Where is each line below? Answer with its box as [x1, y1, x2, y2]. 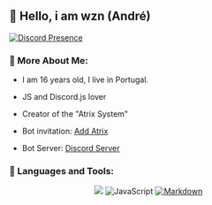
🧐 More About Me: [9, 54, 88, 66]
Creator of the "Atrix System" [21, 109, 129, 119]
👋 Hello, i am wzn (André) [9, 9, 151, 24]
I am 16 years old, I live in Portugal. [21, 74, 148, 85]
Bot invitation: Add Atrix [21, 125, 109, 137]
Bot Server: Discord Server [21, 143, 121, 154]
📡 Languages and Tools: [9, 165, 115, 178]
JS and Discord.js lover [21, 92, 107, 102]
